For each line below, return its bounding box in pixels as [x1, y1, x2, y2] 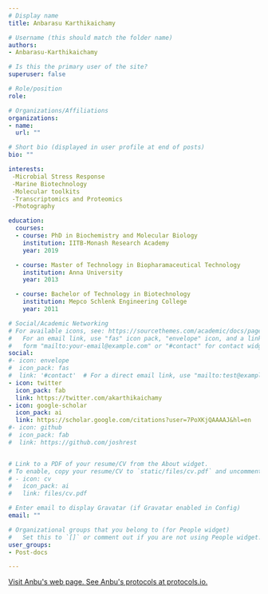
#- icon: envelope [8, 357, 69, 365]
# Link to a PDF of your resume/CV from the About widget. [8, 460, 209, 468]
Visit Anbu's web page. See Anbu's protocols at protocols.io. [8, 577, 208, 587]
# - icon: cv [8, 475, 52, 483]
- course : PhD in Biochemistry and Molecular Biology [15, 232, 198, 240]
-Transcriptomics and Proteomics [11, 195, 124, 203]
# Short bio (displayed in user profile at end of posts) [8, 143, 205, 152]
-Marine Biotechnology [11, 180, 88, 188]
